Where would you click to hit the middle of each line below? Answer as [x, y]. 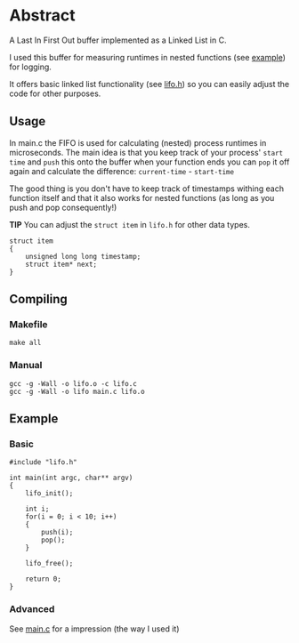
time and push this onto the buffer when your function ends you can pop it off [149, 162]
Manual [26, 366]
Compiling [39, 299]
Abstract [42, 16]
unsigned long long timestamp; [83, 256]
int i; [37, 509]
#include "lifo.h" [43, 462]
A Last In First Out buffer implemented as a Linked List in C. [118, 40]
